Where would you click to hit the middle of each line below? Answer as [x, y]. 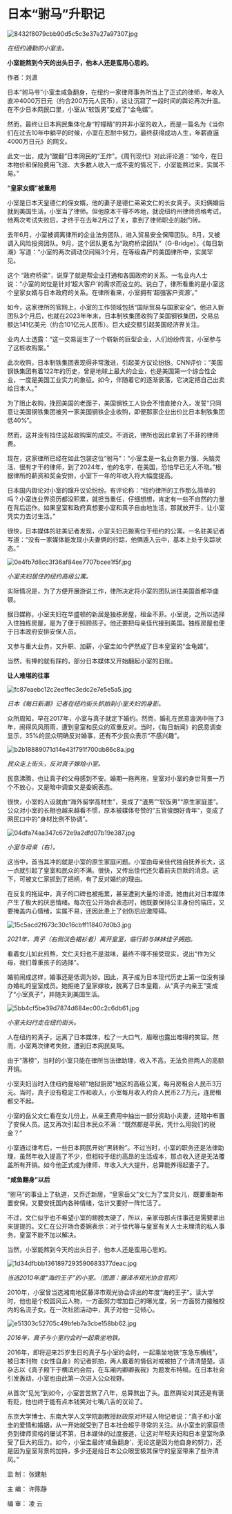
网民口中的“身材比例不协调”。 [49, 819]
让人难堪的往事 [28, 675]
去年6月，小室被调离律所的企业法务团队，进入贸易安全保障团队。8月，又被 [114, 234]
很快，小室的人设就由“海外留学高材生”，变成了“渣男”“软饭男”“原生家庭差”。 [115, 802]
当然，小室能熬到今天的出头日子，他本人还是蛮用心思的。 [89, 1249]
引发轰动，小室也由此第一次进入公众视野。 [68, 1378]
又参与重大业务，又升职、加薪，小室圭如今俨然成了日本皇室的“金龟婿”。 [110, 646]
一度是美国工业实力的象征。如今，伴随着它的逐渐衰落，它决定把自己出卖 [122, 379]
